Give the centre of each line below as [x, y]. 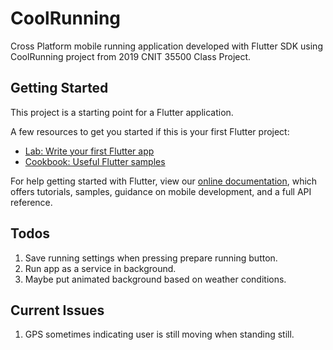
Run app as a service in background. [100, 268]
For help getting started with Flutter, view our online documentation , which [164, 181]
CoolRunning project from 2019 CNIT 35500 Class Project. [131, 56]
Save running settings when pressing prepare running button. [151, 258]
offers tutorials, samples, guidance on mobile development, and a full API [161, 191]
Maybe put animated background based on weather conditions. [155, 279]
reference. [31, 202]
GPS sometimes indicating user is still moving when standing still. [159, 334]
